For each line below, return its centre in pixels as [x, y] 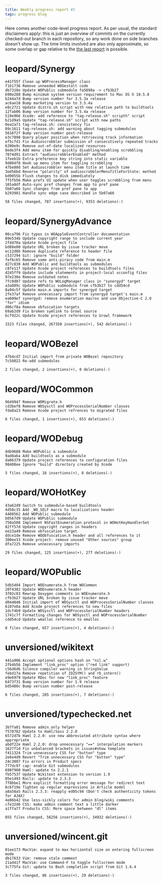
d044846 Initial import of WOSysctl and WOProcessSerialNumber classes [79, 602]
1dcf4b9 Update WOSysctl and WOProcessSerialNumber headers [68, 611]
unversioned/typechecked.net [68, 714]
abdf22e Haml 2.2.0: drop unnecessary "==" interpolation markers [74, 744]
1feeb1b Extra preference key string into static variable [66, 159]
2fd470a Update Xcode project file [41, 243]
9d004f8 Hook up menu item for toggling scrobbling [59, 163]
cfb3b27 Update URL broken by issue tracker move [57, 598]
